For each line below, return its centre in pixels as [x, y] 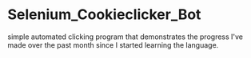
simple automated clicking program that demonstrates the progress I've [125, 37]
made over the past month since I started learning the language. [113, 44]
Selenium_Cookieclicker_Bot [104, 15]
